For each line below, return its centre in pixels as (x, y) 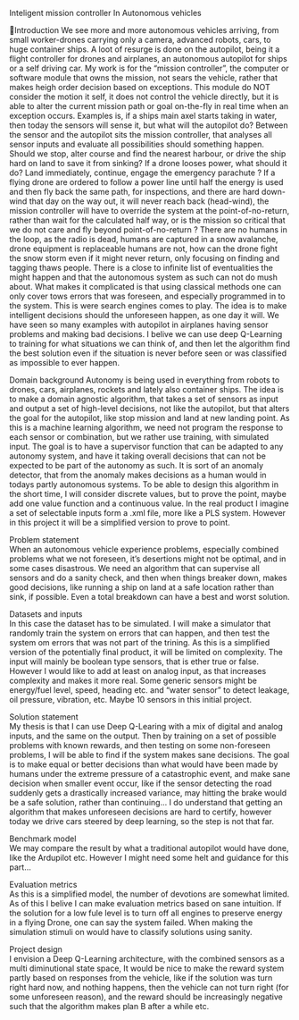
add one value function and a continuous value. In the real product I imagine (149, 503)
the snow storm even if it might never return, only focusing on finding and (145, 258)
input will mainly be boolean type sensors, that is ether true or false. (134, 662)
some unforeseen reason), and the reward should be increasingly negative (146, 997)
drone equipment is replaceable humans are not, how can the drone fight (144, 249)
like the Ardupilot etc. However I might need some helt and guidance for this (149, 858)
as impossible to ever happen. (65, 362)
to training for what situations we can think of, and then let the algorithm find (150, 344)
